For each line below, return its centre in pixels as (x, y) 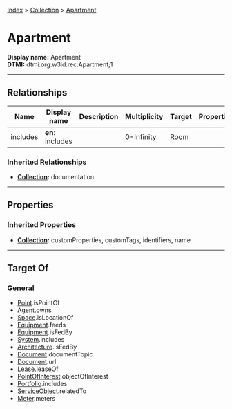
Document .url (37, 362)
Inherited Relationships (47, 162)
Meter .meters (36, 399)
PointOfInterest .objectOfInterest (62, 376)
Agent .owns (34, 310)
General (21, 288)
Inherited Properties (41, 225)
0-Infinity (141, 136)
